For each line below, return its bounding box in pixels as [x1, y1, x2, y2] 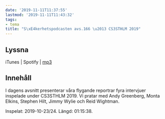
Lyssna [5, 45, 29, 54]
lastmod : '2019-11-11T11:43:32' [5, 12, 74, 17]
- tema [5, 21, 19, 27]
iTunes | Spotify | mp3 [5, 59, 52, 65]
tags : [5, 17, 17, 22]
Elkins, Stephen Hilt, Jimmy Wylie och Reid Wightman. [5, 98, 119, 104]
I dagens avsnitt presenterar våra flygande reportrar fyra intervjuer [5, 87, 146, 93]
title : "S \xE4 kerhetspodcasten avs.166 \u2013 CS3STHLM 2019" [5, 27, 141, 32]
